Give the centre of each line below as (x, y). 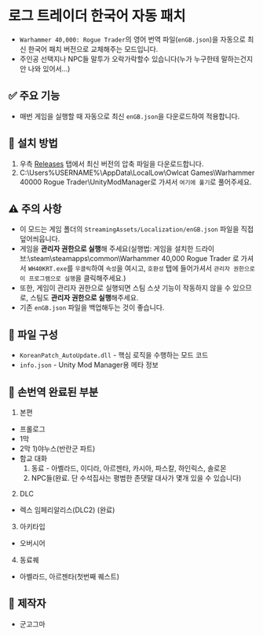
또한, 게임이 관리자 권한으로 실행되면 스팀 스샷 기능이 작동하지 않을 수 (125, 288)
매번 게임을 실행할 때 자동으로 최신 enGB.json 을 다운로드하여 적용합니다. (130, 116)
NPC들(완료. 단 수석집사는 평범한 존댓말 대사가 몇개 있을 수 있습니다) (136, 478)
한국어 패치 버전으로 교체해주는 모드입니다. (93, 49)
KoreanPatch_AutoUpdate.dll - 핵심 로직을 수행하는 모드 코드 (114, 355)
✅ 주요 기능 (34, 96)
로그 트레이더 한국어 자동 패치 (97, 16)
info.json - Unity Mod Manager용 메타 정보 (89, 365)
